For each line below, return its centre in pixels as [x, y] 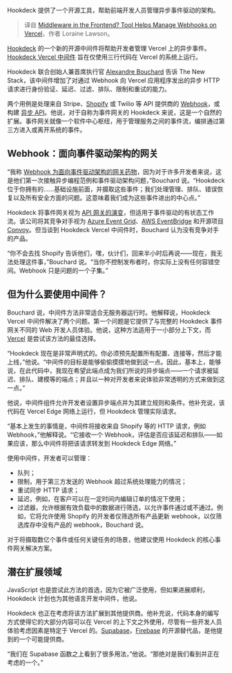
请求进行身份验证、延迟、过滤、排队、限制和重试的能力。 [89, 89]
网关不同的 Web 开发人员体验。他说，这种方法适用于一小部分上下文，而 [109, 330]
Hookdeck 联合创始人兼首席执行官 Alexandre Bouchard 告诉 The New [106, 72]
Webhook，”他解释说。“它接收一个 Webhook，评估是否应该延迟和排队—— [112, 435]
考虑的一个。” [25, 663]
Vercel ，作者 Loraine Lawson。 [69, 34]
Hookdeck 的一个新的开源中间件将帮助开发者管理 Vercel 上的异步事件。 [109, 48]
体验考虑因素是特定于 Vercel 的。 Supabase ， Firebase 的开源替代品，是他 [112, 631]
